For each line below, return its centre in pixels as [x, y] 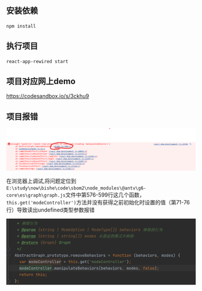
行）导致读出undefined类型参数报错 [50, 210]
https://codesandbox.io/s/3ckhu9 [47, 96]
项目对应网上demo [41, 81]
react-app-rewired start [37, 61]
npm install [21, 26]
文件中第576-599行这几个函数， [105, 195]
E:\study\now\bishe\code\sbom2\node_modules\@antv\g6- [76, 188]
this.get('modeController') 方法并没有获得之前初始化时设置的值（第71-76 [98, 203]
